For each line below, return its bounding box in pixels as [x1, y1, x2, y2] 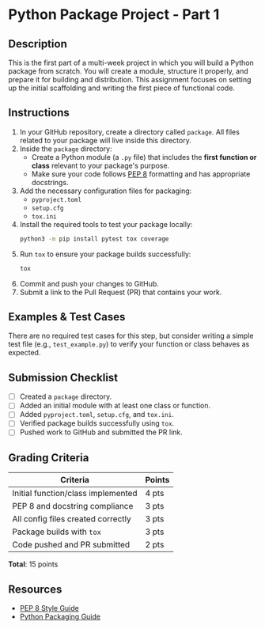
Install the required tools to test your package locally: [19, 219, 193, 229]
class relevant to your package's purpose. [31, 161, 170, 170]
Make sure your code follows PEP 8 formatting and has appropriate [31, 169, 251, 179]
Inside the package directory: [19, 144, 112, 153]
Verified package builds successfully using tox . [19, 419, 175, 428]
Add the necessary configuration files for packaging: [19, 186, 192, 195]
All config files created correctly [12, 513, 132, 525]
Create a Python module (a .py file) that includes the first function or [31, 152, 257, 161]
